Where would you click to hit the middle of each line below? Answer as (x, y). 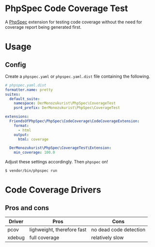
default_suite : (25, 99)
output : (21, 135)
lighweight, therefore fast (58, 230)
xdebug (16, 238)
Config (15, 64)
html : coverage (33, 139)
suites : (13, 94)
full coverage (44, 238)
